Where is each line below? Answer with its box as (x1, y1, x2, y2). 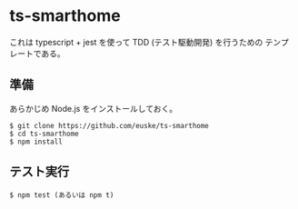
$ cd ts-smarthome (9, 129, 79, 138)
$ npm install (9, 137, 64, 146)
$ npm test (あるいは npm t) (9, 190, 114, 200)
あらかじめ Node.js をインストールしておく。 (9, 103, 178, 114)
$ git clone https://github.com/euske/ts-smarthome (9, 121, 209, 130)
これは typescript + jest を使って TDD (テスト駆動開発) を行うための (9, 36, 263, 47)
